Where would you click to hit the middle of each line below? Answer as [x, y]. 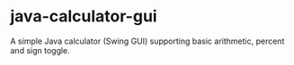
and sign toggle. [40, 50]
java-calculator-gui [84, 16]
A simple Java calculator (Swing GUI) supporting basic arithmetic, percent [147, 41]
